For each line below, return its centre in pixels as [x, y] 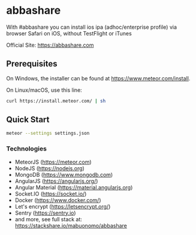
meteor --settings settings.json [48, 133]
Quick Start [28, 120]
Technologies [26, 149]
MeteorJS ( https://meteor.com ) [53, 162]
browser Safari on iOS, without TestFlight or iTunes [69, 33]
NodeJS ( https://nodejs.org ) [50, 168]
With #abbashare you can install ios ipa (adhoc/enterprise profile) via [91, 27]
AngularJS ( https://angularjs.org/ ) [56, 181]
